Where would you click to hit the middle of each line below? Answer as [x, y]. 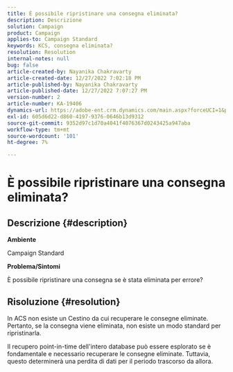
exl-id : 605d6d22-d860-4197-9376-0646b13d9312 [76, 116]
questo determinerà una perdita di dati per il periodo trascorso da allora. [110, 361]
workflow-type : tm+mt [38, 130]
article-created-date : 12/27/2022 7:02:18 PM [74, 78]
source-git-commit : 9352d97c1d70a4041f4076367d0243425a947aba [99, 123]
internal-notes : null [38, 59]
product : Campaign [34, 33]
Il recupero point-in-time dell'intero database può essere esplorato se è [109, 346]
